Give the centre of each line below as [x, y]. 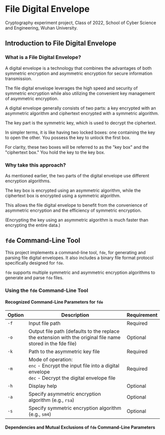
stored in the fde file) [53, 344]
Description [75, 315]
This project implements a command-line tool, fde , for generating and [75, 252]
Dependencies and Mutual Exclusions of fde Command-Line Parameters [80, 427]
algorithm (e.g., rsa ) [52, 400]
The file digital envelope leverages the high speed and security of [71, 88]
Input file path [44, 323]
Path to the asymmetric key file [64, 351]
